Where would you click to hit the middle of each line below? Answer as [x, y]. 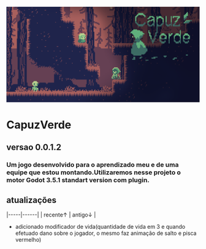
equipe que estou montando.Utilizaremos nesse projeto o [93, 172]
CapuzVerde [39, 125]
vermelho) [28, 240]
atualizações [32, 200]
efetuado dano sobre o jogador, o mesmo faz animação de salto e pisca [106, 233]
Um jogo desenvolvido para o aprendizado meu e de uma [93, 165]
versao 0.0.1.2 [34, 147]
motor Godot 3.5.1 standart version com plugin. [78, 180]
